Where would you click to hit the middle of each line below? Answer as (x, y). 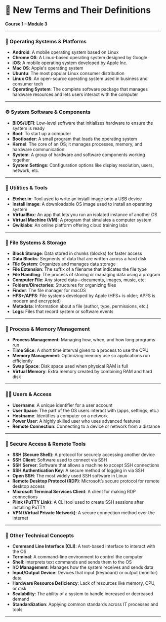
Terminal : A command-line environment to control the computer (78, 557)
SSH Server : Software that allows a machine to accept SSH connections (86, 465)
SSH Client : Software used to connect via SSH (60, 460)
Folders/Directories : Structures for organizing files (64, 285)
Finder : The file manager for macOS (49, 291)
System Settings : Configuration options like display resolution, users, (83, 165)
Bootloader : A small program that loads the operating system (75, 139)
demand (21, 599)
